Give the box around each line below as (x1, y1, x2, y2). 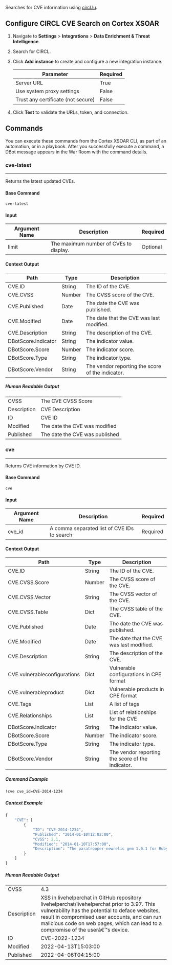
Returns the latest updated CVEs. (5, 178, 75, 184)
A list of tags (109, 700, 140, 708)
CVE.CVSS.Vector (8, 594, 51, 601)
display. (50, 247, 70, 254)
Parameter (42, 71, 69, 78)
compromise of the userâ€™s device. (40, 926, 130, 933)
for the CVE (109, 715, 137, 723)
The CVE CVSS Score (40, 397, 93, 405)
